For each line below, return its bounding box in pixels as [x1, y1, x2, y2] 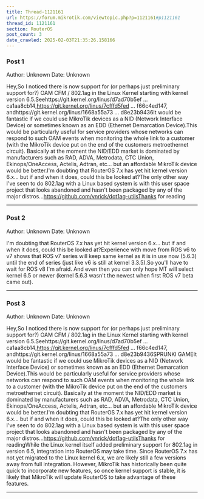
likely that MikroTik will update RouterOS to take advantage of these [6, 473, 176, 481]
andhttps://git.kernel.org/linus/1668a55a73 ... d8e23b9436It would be [6, 109, 182, 116]
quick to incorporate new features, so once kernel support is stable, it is [6, 467, 186, 474]
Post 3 [6, 299, 26, 307]
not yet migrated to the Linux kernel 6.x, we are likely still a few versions [6, 454, 186, 461]
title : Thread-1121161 [6, 9, 64, 15]
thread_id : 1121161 [6, 20, 56, 26]
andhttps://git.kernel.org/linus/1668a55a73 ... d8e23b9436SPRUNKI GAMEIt [6, 351, 197, 358]
